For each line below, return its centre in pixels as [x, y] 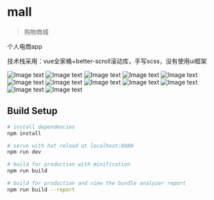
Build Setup [32, 111]
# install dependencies [41, 127]
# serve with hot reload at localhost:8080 [71, 146]
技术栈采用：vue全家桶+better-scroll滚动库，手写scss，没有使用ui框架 [107, 61]
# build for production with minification [69, 165]
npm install [24, 133]
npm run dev [24, 152]
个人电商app [25, 46]
